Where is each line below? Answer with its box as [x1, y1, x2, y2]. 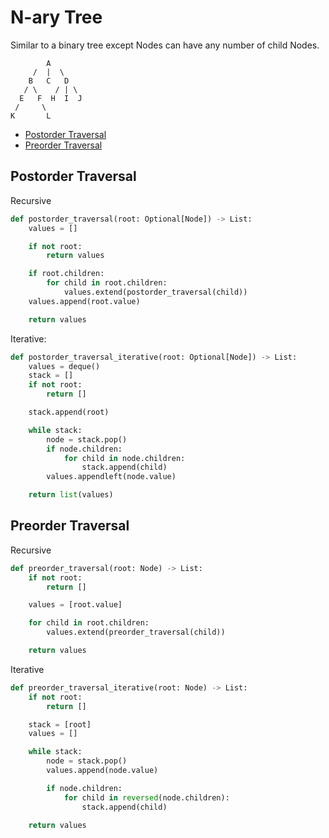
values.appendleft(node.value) [46, 472, 177, 482]
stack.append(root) [28, 407, 110, 417]
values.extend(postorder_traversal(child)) [63, 287, 248, 297]
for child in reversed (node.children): [63, 792, 230, 803]
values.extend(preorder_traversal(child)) [46, 627, 226, 638]
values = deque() [28, 361, 101, 371]
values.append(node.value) [46, 766, 159, 776]
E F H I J [19, 93, 83, 103]
